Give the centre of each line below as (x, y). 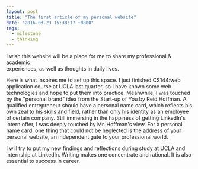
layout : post (22, 12)
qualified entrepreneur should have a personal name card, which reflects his (99, 105)
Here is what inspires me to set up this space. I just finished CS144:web (93, 80)
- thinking (25, 39)
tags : (13, 28)
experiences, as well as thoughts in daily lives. (63, 68)
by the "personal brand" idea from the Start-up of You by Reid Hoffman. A (96, 99)
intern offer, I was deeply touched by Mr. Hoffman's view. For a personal (94, 124)
